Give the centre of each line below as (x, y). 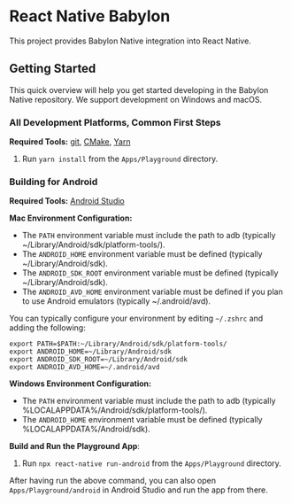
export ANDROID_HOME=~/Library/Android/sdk (91, 352)
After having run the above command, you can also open (113, 481)
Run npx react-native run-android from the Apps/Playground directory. (151, 463)
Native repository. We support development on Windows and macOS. (136, 99)
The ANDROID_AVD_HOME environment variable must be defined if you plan (152, 292)
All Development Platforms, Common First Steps (115, 122)
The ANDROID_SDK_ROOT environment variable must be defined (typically (150, 273)
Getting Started (53, 69)
